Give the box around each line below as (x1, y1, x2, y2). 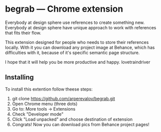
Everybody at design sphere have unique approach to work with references (5, 24, 157, 30)
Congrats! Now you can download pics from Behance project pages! (12, 121, 150, 127)
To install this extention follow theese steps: (5, 86, 93, 92)
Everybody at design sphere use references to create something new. (5, 19, 145, 25)
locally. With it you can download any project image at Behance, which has (5, 44, 155, 50)
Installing (5, 73, 34, 81)
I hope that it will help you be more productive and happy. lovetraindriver (5, 59, 151, 65)
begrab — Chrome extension (5, 3, 123, 15)
